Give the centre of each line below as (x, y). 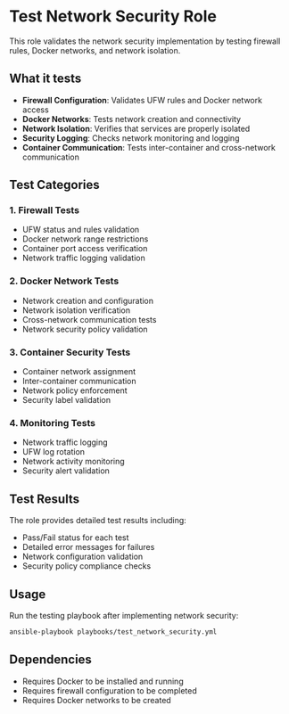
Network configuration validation (83, 557)
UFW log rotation (54, 452)
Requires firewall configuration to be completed (110, 690)
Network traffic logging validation (83, 258)
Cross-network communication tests (89, 319)
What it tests (45, 79)
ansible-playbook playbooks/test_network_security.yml (113, 632)
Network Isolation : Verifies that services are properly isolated (136, 128)
